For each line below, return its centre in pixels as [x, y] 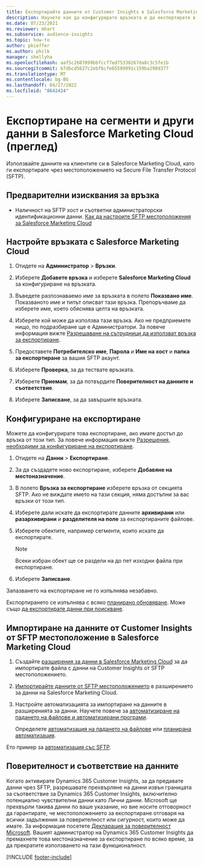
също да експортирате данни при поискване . [65, 609]
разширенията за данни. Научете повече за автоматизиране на [97, 711]
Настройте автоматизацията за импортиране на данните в [91, 705]
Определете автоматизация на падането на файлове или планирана [103, 729]
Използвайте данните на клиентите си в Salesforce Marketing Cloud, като [101, 163]
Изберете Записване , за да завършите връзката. [79, 400]
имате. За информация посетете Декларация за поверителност [89, 826]
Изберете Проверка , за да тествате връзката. [75, 370]
